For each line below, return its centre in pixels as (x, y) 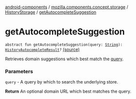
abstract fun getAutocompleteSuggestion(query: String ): (64, 45)
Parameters (19, 71)
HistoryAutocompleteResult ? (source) (42, 49)
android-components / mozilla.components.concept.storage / (67, 7)
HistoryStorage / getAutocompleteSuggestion (51, 12)
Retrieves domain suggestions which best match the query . (64, 59)
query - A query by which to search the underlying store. (61, 82)
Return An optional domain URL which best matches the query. (68, 91)
